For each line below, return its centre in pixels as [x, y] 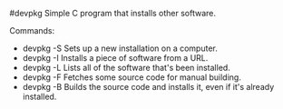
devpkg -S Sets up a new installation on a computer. [120, 48]
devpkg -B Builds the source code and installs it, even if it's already [148, 87]
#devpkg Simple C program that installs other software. [112, 13]
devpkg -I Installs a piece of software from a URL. [115, 58]
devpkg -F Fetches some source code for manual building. [132, 77]
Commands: [32, 30]
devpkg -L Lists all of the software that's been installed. [127, 68]
